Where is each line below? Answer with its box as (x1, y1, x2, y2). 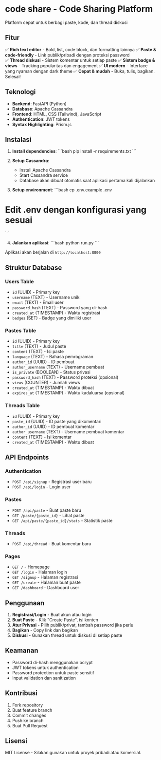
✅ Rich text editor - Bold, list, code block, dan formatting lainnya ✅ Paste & (5, 46, 157, 52)
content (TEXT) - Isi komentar (12, 434, 72, 440)
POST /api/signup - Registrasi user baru (12, 479, 92, 485)
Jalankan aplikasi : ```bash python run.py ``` (12, 240, 99, 246)
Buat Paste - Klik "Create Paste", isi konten (12, 617, 99, 623)
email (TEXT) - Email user (12, 299, 64, 305)
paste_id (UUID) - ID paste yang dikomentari (12, 418, 102, 424)
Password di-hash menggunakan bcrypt (12, 659, 93, 665)
